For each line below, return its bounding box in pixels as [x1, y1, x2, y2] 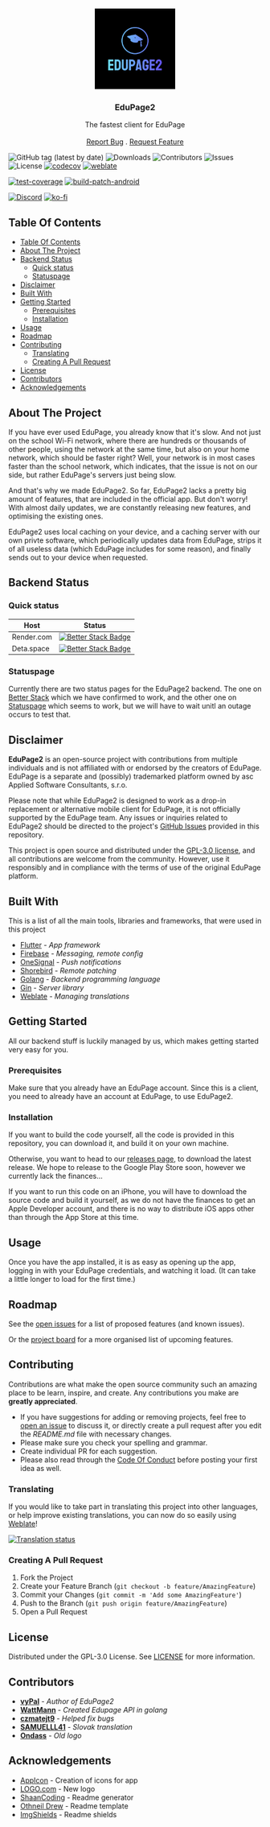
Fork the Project [19, 1573, 74, 1582]
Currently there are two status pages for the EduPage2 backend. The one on [8, 684, 262, 694]
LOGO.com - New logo [19, 1784, 96, 1793]
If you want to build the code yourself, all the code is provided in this [8, 1130, 235, 1139]
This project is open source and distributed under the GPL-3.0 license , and [8, 845, 256, 855]
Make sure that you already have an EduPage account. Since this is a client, [8, 1083, 259, 1093]
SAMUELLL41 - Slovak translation [19, 1722, 133, 1732]
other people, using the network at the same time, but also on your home [8, 444, 250, 454]
